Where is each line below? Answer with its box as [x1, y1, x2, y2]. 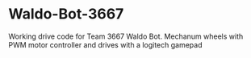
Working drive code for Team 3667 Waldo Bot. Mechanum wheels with [8, 31, 244, 41]
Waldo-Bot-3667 [8, 5, 124, 23]
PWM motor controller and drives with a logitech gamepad [8, 39, 203, 49]
